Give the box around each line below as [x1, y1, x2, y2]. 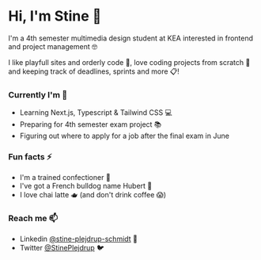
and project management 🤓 [8, 41, 97, 51]
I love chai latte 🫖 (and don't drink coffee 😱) [19, 189, 167, 199]
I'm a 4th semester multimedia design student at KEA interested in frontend [8, 33, 254, 43]
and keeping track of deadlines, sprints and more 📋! [8, 67, 180, 76]
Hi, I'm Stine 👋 [8, 7, 102, 25]
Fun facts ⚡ [8, 151, 53, 162]
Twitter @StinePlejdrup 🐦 [19, 243, 104, 252]
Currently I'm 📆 [8, 89, 68, 100]
